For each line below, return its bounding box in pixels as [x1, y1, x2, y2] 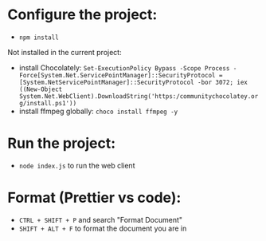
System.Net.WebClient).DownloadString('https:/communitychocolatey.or [18, 92, 259, 101]
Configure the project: [7, 6, 158, 24]
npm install [18, 34, 59, 41]
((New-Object [18, 85, 63, 93]
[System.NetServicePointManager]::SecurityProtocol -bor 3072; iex [18, 78, 248, 86]
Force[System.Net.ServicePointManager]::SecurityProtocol [18, 71, 216, 79]
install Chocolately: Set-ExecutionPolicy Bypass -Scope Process [18, 62, 230, 73]
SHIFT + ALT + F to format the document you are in [18, 223, 187, 233]
